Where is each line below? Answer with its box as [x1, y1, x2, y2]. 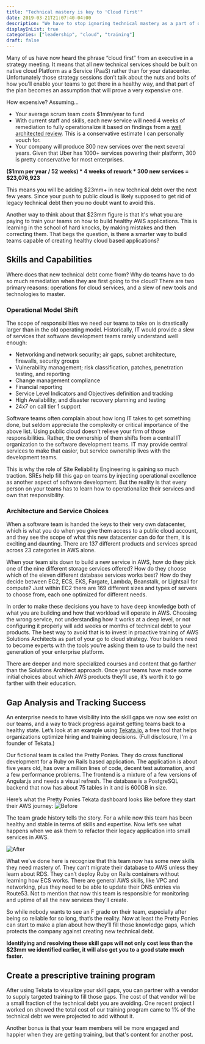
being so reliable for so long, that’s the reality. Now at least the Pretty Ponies [6, 915, 198, 922]
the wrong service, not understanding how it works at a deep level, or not [6, 616, 191, 623]
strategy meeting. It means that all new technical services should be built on [6, 61, 198, 68]
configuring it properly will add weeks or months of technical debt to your [6, 622, 192, 630]
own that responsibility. [6, 492, 65, 499]
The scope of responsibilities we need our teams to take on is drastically [6, 319, 189, 327]
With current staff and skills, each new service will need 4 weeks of [15, 117, 185, 124]
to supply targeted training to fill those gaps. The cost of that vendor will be [6, 993, 196, 1001]
